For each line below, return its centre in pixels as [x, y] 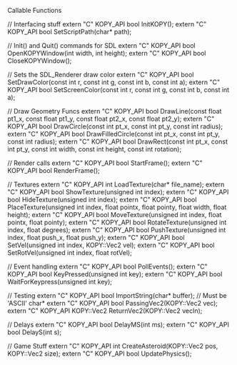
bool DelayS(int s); [35, 332]
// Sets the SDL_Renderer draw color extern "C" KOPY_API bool [101, 75]
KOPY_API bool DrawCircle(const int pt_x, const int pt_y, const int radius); [115, 126]
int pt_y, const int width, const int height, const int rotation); [95, 149]
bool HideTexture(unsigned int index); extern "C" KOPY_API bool [102, 200]
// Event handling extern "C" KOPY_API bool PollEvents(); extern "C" [108, 266]
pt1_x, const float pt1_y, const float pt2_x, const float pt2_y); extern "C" [111, 119]
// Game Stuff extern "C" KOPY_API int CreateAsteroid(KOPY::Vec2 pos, [113, 346]
